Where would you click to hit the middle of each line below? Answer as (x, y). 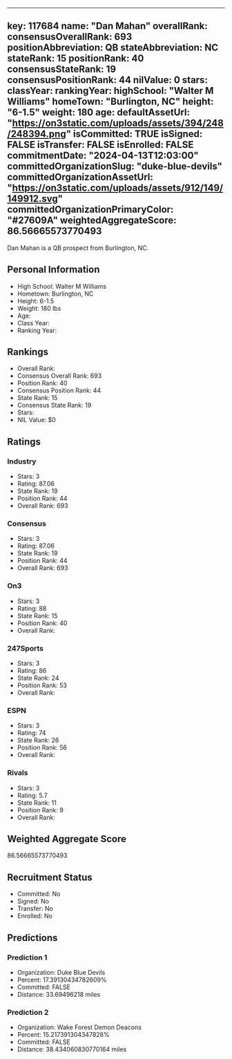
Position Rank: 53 (42, 685)
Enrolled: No (35, 916)
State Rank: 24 (38, 678)
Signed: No (33, 901)
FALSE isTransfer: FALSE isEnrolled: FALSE (100, 145)
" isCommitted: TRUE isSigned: (134, 134)
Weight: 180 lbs (39, 308)
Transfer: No (35, 908)
